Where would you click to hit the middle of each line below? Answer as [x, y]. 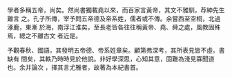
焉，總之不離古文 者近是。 [44, 36]
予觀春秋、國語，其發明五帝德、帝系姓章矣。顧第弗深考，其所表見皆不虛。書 [116, 50]
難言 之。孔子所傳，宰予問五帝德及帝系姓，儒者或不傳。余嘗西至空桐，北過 [114, 18]
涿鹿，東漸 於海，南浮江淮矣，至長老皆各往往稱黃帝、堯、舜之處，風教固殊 [114, 27]
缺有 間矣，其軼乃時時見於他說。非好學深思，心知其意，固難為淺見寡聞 [108, 59]
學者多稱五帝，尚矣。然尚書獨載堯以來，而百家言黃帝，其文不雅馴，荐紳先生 [116, 10]
